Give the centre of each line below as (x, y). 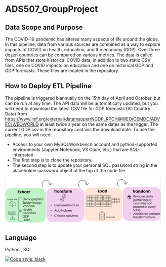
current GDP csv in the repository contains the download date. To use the (80, 129)
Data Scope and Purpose (44, 27)
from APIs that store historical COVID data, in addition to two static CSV (78, 60)
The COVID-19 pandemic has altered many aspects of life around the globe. (82, 39)
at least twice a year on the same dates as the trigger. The (99, 124)
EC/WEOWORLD (22, 124)
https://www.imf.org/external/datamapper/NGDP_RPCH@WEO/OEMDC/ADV (83, 119)
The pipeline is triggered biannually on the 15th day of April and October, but (83, 98)
